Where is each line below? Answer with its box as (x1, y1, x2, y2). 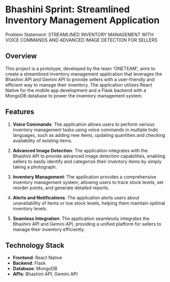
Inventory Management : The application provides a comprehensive (12, 173, 157, 180)
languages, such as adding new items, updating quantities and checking (12, 132, 165, 138)
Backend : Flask (12, 260, 46, 266)
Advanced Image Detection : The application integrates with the (12, 147, 148, 153)
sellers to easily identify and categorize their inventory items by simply (12, 158, 162, 165)
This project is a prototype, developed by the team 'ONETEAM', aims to (5, 65, 156, 71)
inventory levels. (12, 205, 48, 211)
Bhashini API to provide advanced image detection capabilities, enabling (12, 153, 165, 159)
